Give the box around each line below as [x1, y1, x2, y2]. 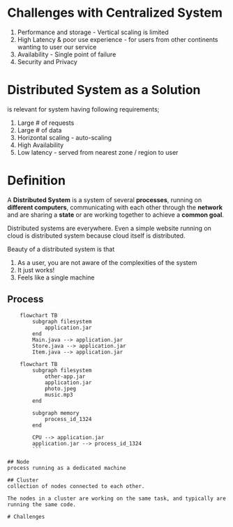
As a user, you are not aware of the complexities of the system [17, 258, 197, 266]
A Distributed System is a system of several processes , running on [7, 195, 202, 204]
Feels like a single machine [17, 273, 95, 282]
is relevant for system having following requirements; [7, 105, 160, 113]
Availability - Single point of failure [17, 50, 116, 59]
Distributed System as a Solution [7, 82, 201, 98]
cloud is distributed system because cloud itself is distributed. [7, 231, 186, 240]
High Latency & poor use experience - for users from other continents [17, 35, 218, 43]
